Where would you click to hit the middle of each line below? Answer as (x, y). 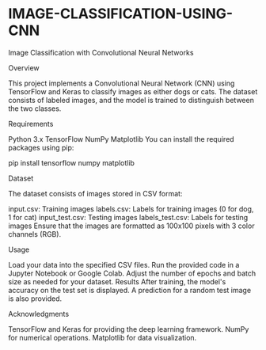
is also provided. (35, 299)
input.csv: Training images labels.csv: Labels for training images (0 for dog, (131, 209)
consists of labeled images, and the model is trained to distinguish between (131, 100)
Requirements (31, 124)
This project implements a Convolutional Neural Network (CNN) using (122, 83)
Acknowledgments (39, 314)
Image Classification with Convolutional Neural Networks (101, 52)
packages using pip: (41, 147)
